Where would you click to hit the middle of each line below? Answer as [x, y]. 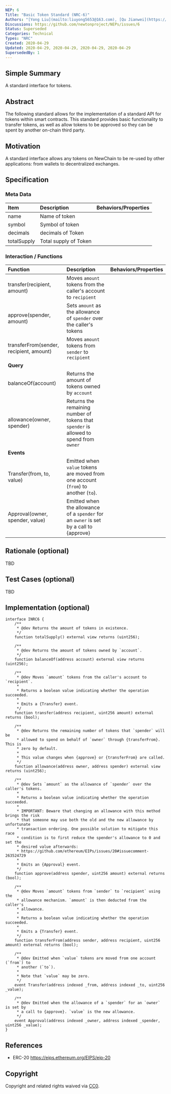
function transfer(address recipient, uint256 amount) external [84, 713]
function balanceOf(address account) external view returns [79, 660]
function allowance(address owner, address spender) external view [87, 767]
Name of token [58, 216]
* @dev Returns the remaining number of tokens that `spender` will [91, 731]
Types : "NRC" [19, 39]
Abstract [20, 102]
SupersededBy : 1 [22, 53]
